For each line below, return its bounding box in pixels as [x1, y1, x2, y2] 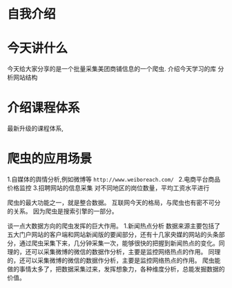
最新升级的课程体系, [7, 124, 64, 133]
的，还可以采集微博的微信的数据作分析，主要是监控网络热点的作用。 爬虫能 [7, 256, 221, 265]
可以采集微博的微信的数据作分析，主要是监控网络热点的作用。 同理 [30, 248, 221, 256]
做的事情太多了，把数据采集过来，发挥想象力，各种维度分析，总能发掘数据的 [7, 265, 225, 273]
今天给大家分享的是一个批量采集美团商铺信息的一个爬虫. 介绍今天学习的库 [7, 65, 216, 73]
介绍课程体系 [7, 100, 81, 116]
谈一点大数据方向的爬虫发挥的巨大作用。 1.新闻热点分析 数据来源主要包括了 [7, 222, 221, 230]
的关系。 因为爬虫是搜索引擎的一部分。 [7, 207, 118, 215]
